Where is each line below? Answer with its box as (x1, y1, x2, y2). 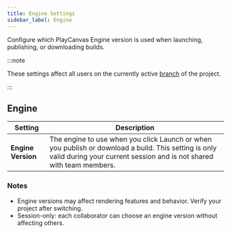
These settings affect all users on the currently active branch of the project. (7, 70, 221, 78)
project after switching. (16, 204, 83, 212)
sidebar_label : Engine (7, 17, 72, 23)
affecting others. (16, 218, 65, 227)
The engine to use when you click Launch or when (49, 135, 212, 145)
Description (115, 123, 155, 133)
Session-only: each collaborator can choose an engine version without (16, 211, 218, 220)
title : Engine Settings (7, 10, 76, 17)
